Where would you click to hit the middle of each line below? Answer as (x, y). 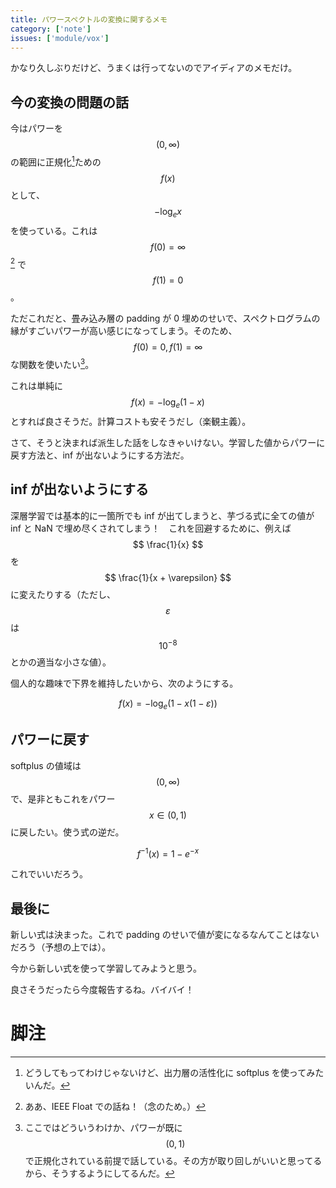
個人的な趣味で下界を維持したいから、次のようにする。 (124, 683)
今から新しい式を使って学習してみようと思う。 (106, 968)
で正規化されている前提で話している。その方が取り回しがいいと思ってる (173, 1161)
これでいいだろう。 (49, 874)
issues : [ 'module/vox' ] (60, 38)
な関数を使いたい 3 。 (52, 363)
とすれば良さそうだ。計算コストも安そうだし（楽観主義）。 (131, 421)
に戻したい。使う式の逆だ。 (67, 832)
